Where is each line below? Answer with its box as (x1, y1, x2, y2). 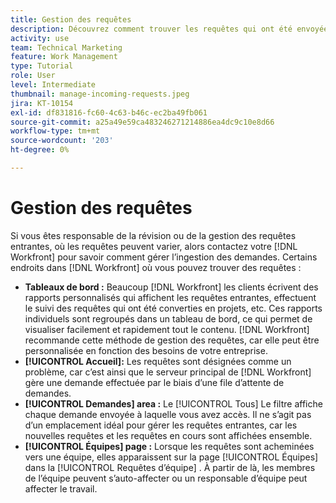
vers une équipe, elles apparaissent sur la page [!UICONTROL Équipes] (24, 451, 319, 463)
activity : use (10, 33, 70, 43)
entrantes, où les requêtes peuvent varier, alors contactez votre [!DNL (10, 240, 298, 252)
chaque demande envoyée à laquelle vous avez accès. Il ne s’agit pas (24, 408, 312, 420)
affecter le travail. (24, 482, 98, 495)
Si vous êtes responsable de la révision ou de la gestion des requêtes (10, 229, 297, 241)
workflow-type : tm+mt (10, 126, 101, 136)
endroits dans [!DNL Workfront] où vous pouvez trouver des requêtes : (10, 261, 302, 273)
